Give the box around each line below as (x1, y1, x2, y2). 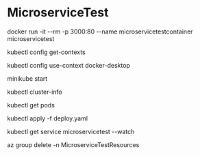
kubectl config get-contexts (7, 48, 86, 56)
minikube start (7, 74, 48, 83)
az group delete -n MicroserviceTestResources (7, 140, 140, 148)
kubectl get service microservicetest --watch (7, 127, 135, 135)
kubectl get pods (7, 101, 55, 109)
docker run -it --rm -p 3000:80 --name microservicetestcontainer (7, 27, 193, 36)
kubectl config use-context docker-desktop (7, 61, 130, 69)
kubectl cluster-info (7, 88, 63, 96)
